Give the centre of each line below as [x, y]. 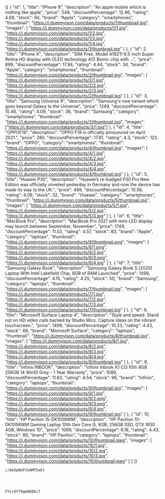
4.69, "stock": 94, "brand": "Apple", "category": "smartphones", [69, 17]
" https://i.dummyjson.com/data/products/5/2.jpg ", [56, 210]
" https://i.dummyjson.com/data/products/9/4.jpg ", [56, 409]
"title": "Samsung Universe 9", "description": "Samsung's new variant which [82, 101]
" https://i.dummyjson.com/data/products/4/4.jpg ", [56, 169]
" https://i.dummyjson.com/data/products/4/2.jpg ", [56, 158]
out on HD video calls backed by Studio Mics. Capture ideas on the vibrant [81, 320]
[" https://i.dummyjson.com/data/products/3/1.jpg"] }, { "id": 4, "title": [75, 127]
